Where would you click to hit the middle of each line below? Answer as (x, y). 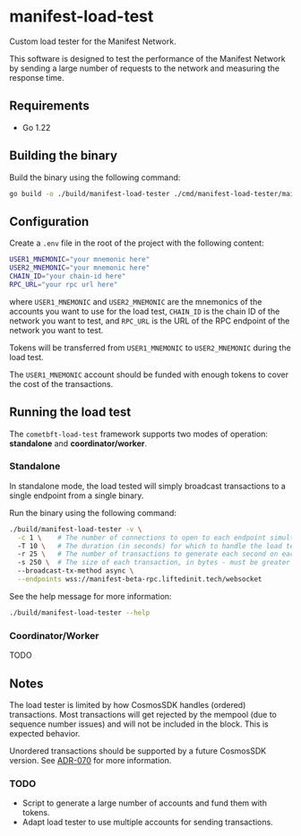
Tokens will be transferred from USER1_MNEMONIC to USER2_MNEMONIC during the (150, 348)
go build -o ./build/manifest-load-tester (90, 194)
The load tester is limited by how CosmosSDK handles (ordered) (128, 704)
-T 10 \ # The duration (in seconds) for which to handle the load (150, 546)
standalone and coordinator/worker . (78, 443)
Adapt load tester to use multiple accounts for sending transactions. (147, 823)
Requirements (49, 106)
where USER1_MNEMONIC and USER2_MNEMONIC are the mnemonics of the (136, 301)
